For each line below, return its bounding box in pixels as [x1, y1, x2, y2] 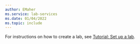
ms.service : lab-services [5, 12, 57, 16]
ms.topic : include [5, 20, 42, 26]
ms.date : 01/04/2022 [5, 16, 47, 21]
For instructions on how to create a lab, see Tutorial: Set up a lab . [5, 34, 135, 40]
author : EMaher [5, 7, 36, 12]
